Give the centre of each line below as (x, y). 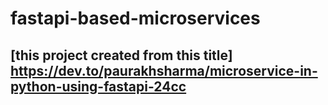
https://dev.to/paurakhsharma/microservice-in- (164, 70)
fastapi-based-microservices (135, 18)
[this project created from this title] (121, 55)
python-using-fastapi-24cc (98, 86)
